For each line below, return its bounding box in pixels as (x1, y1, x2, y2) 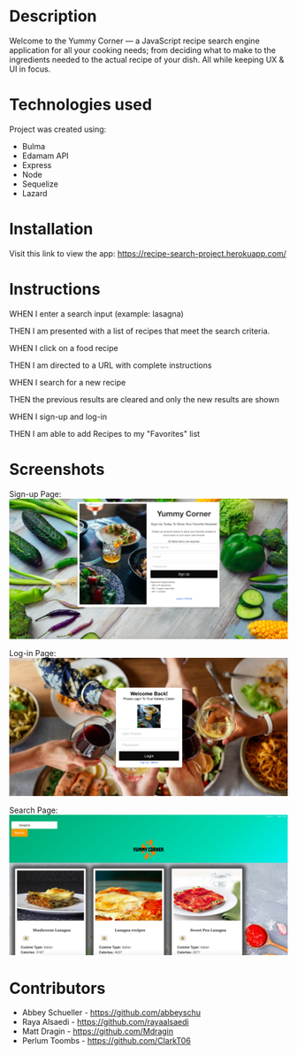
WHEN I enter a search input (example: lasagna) (9, 308, 184, 319)
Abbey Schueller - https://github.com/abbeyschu (21, 1007, 202, 1018)
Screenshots (9, 459, 105, 479)
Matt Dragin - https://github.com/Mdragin (21, 1026, 174, 1036)
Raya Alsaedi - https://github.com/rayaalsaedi (21, 1017, 189, 1028)
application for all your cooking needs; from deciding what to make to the (9, 44, 277, 55)
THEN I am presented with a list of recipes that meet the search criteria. (9, 325, 270, 336)
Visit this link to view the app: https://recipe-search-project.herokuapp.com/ (9, 248, 287, 258)
